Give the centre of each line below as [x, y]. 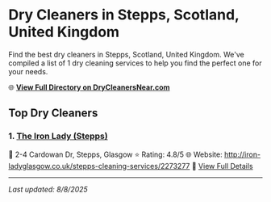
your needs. [28, 71]
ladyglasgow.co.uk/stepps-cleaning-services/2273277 [99, 166]
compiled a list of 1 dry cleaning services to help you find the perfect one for [135, 63]
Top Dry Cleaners [53, 114]
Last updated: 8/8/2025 [48, 189]
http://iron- [242, 154]
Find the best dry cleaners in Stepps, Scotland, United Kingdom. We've [126, 54]
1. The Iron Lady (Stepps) [58, 137]
